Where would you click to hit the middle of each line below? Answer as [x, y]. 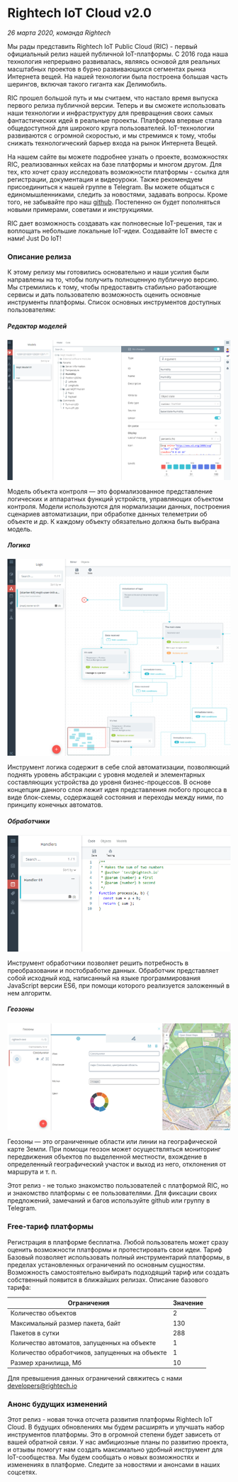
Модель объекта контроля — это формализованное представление [110, 491]
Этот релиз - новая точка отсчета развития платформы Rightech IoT [110, 1420]
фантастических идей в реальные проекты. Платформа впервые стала [115, 120]
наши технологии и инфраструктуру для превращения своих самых [110, 113]
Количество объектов [43, 1313]
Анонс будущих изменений [57, 1404]
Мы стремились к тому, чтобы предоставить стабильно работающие [112, 287]
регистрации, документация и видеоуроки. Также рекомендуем [105, 179]
